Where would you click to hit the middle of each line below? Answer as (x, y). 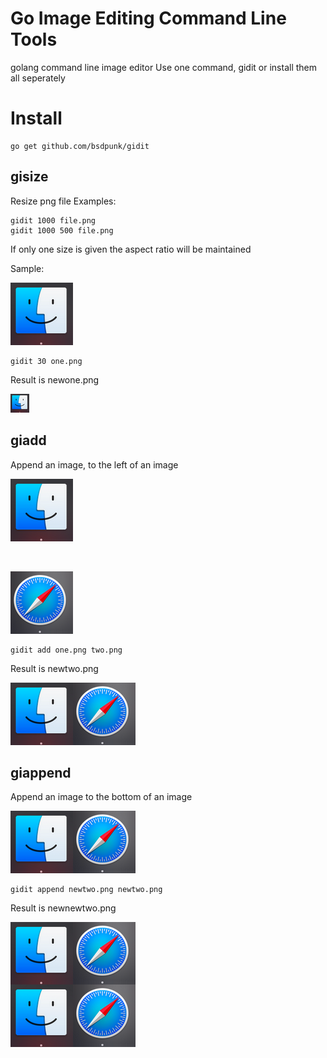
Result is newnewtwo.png (63, 908)
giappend (41, 772)
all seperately (38, 78)
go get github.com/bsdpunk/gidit (80, 146)
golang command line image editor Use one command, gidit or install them (164, 67)
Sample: (27, 268)
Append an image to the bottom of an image (101, 797)
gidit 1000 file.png (53, 220)
